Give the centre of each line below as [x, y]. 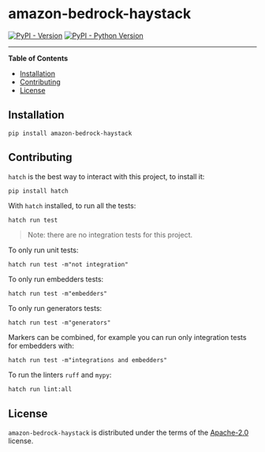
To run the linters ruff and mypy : [60, 375]
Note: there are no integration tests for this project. [110, 235]
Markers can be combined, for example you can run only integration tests [127, 338]
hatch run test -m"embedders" [58, 294]
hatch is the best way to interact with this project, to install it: [106, 176]
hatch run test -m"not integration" [68, 265]
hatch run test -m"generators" [60, 323]
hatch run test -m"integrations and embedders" [88, 360]
